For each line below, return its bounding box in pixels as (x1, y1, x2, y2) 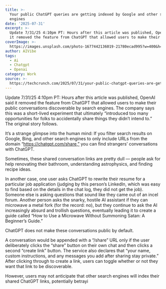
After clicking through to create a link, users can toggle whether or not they (5, 258, 158, 264)
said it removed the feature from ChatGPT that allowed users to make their (5, 99, 157, 105)
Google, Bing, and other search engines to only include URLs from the (5, 136, 148, 142)
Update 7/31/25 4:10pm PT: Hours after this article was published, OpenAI (5, 95, 156, 100)
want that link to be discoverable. (5, 263, 73, 269)
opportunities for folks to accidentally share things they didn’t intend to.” (5, 115, 152, 121)
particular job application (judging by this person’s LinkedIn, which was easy (5, 181, 161, 187)
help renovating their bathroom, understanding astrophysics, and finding (5, 161, 153, 167)
